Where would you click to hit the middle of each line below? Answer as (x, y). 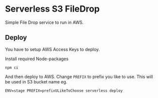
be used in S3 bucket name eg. (36, 82)
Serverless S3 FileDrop (53, 9)
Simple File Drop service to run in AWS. (44, 22)
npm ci (12, 67)
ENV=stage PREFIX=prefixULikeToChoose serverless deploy (64, 91)
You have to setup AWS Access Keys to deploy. (53, 49)
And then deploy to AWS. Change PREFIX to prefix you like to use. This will (79, 77)
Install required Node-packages (37, 59)
